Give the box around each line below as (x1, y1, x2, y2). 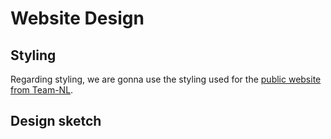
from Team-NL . (10, 84, 74, 96)
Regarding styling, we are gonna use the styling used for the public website (10, 73, 322, 85)
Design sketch (10, 113, 102, 130)
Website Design (10, 7, 145, 30)
